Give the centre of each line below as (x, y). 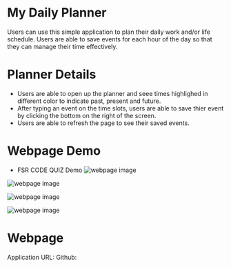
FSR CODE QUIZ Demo (50, 170)
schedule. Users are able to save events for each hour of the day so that (110, 39)
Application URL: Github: (42, 257)
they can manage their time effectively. (62, 46)
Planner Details (52, 75)
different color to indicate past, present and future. (89, 101)
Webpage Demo (54, 151)
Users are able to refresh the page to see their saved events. (103, 123)
